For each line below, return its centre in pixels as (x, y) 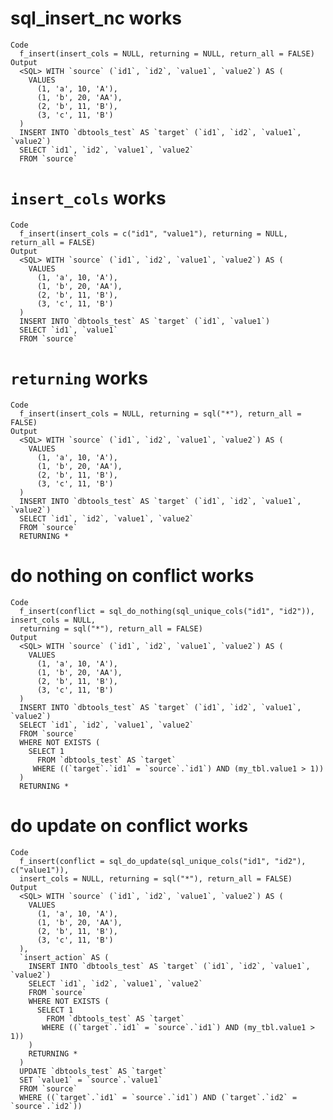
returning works (79, 378)
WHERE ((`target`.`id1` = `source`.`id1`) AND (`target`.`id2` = (158, 1097)
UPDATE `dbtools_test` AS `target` (93, 1071)
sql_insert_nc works (96, 18)
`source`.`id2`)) (46, 1106)
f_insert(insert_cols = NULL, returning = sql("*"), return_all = (160, 413)
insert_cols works (88, 198)
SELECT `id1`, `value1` (68, 330)
